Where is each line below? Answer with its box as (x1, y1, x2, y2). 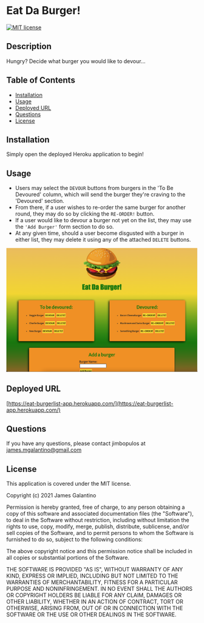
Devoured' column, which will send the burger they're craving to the (15, 191, 186, 198)
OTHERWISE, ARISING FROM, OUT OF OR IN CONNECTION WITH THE (6, 605, 183, 612)
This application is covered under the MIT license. (6, 480, 132, 488)
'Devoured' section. (15, 197, 65, 205)
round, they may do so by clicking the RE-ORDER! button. (15, 210, 155, 217)
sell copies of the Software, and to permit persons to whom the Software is (6, 529, 194, 537)
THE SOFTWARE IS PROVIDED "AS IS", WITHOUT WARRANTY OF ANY (6, 566, 183, 573)
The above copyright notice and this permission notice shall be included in (6, 548, 192, 555)
